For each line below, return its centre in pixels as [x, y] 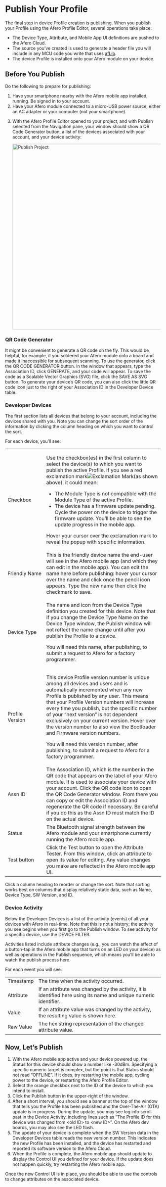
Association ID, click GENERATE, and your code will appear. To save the [78, 372]
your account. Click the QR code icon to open [99, 788]
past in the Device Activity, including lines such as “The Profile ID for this [86, 1117]
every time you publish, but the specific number [102, 709]
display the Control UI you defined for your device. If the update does [83, 1159]
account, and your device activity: [47, 137]
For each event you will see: [34, 969]
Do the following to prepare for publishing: [48, 86]
